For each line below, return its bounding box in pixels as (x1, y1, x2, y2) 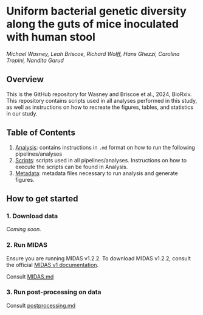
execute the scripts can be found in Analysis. (15, 163, 128, 170)
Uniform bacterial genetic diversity (6, 4, 187, 18)
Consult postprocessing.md (6, 302, 76, 309)
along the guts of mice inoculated (6, 17, 179, 31)
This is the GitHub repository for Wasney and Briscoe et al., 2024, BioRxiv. (6, 90, 192, 98)
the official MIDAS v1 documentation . (6, 261, 99, 268)
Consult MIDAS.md (6, 272, 54, 280)
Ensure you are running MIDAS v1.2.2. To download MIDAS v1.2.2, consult (6, 254, 191, 262)
